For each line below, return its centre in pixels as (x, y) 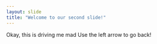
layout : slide (24, 12)
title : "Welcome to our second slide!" (56, 17)
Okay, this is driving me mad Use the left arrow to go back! (79, 34)
